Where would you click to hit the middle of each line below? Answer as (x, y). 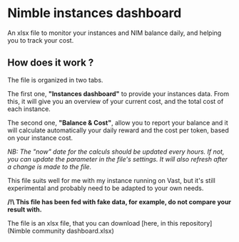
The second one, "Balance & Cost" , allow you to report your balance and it (118, 122)
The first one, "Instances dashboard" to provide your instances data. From (118, 93)
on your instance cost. (40, 137)
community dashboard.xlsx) (73, 231)
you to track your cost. (41, 40)
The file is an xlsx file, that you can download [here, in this (93, 223)
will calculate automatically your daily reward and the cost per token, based (118, 130)
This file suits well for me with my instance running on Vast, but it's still (111, 180)
